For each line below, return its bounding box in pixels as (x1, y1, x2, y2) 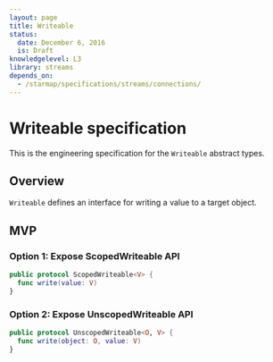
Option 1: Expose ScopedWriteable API (9, 249, 180, 262)
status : (9, 29, 38, 38)
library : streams (9, 63, 74, 72)
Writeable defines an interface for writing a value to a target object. (9, 198, 257, 208)
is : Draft (17, 46, 54, 55)
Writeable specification (9, 118, 187, 139)
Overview (9, 173, 65, 189)
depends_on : (9, 72, 54, 80)
